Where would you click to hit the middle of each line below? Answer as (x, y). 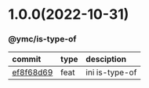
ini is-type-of (111, 72)
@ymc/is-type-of (42, 39)
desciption (106, 59)
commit (27, 59)
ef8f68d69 (33, 72)
